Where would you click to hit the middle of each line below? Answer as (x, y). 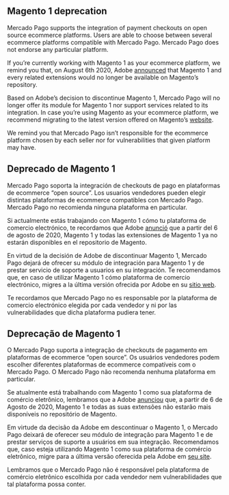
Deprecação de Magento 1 (64, 334)
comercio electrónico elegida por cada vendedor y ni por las (92, 305)
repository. (22, 84)
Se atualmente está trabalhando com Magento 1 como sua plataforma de (109, 392)
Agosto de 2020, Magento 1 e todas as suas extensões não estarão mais (109, 407)
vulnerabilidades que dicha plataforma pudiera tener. (81, 312)
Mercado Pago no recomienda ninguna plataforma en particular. (97, 207)
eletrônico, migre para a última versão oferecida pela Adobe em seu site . (109, 457)
